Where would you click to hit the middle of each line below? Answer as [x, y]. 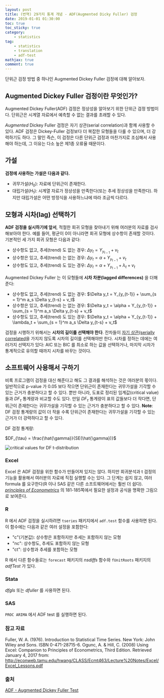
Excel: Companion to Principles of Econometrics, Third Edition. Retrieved [78, 650]
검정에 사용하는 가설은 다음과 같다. [37, 173]
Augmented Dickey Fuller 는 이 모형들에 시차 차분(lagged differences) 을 [77, 277]
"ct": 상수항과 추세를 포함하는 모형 [45, 549]
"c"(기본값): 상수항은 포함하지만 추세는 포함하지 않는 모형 [67, 537]
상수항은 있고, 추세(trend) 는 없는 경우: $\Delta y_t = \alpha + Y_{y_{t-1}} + [84, 305]
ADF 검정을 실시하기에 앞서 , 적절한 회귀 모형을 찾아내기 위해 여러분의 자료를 [77, 227]
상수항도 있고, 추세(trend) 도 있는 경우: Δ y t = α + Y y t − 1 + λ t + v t [74, 266]
